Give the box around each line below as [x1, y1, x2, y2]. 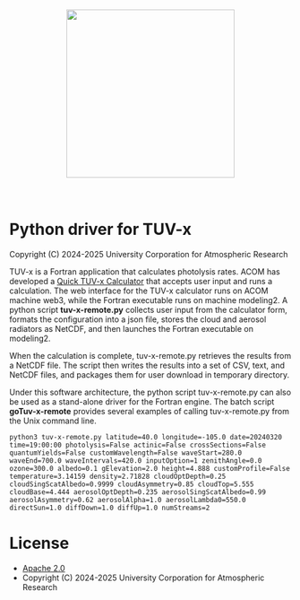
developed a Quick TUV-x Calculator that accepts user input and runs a [9, 275, 273, 286]
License [9, 534, 70, 553]
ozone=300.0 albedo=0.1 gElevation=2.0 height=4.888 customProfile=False [9, 464, 291, 473]
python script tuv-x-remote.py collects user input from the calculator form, [9, 304, 288, 315]
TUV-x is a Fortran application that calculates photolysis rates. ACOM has [9, 265, 280, 277]
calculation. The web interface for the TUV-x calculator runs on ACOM [9, 285, 269, 296]
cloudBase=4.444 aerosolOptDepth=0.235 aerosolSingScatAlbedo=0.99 [9, 487, 267, 497]
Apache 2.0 [21, 562, 65, 573]
